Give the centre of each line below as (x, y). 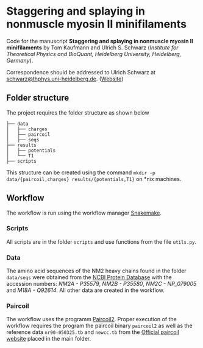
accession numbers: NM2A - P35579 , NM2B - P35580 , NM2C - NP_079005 (101, 284)
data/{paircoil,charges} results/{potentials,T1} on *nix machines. (94, 179)
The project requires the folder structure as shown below (78, 112)
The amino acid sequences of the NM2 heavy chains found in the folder (97, 271)
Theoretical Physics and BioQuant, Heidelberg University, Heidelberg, (94, 54)
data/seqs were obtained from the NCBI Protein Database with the (89, 277)
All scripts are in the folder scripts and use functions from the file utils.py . (101, 241)
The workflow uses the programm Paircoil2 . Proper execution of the (91, 319)
